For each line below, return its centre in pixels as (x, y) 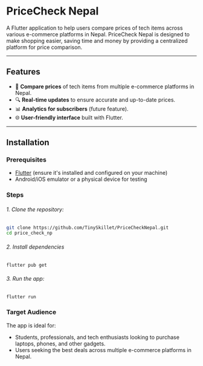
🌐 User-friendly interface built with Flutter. (69, 117)
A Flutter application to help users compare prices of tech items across (95, 28)
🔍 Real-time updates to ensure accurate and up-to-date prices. (95, 100)
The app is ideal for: (31, 325)
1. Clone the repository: (35, 209)
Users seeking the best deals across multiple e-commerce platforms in (103, 350)
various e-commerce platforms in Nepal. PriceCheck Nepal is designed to (98, 34)
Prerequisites (26, 160)
